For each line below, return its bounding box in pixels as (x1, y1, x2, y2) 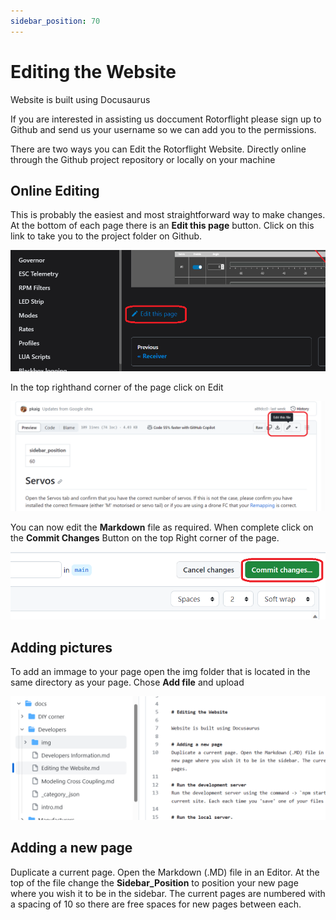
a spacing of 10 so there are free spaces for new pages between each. (10, 898, 302, 910)
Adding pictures (10, 639, 113, 656)
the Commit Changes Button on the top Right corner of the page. (10, 532, 280, 544)
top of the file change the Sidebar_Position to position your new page (10, 876, 299, 889)
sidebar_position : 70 (10, 16, 101, 26)
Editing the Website (10, 60, 177, 83)
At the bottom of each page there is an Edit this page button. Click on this (10, 220, 315, 232)
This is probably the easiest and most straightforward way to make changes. (10, 209, 326, 221)
